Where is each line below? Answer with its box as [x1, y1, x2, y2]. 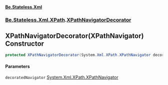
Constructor [5, 39, 44, 48]
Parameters [5, 63, 30, 69]
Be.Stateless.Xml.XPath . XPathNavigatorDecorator [5, 16, 131, 23]
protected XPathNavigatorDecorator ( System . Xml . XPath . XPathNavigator [5, 53, 151, 58]
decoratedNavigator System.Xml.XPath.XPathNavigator [5, 75, 118, 81]
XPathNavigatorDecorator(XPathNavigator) [5, 31, 144, 40]
